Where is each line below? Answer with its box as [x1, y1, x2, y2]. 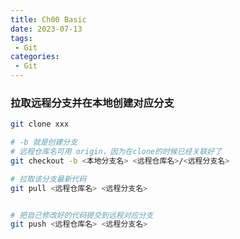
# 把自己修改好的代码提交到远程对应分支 [10, 210, 154, 220]
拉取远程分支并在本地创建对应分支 [10, 96, 175, 110]
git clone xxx [10, 119, 70, 130]
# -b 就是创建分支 [10, 137, 78, 148]
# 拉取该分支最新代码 [10, 174, 87, 184]
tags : [10, 33, 33, 43]
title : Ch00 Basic [10, 14, 87, 25]
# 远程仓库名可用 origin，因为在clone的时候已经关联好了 [10, 147, 223, 157]
